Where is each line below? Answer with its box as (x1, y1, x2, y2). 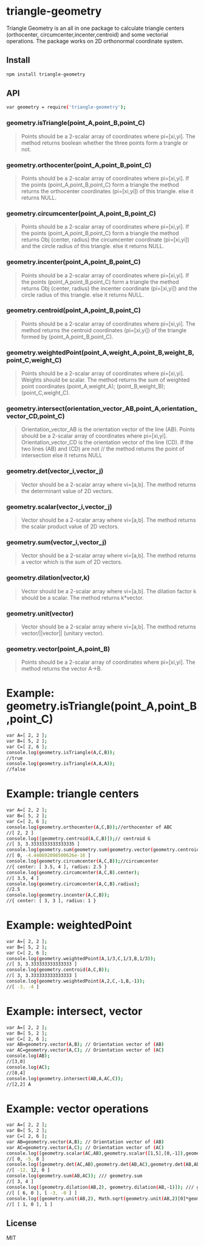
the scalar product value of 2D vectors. (21, 522, 120, 530)
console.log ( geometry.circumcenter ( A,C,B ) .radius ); (6, 881, 140, 887)
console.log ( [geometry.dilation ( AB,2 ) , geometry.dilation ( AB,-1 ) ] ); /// (6, 1184, 194, 1190)
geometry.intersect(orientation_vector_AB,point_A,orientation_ (6, 404, 197, 413)
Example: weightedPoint (6, 919, 132, 932)
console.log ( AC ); (6, 1064, 50, 1070)
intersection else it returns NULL (21, 452, 103, 459)
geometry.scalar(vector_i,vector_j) (6, 502, 112, 511)
